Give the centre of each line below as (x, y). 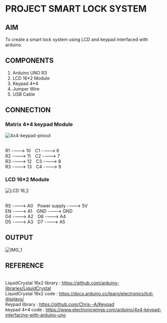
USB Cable (24, 94)
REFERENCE (25, 266)
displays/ (15, 299)
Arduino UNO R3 (30, 73)
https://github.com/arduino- (91, 283)
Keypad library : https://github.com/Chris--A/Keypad (60, 304)
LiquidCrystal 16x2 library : (33, 283)
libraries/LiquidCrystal (28, 288)
